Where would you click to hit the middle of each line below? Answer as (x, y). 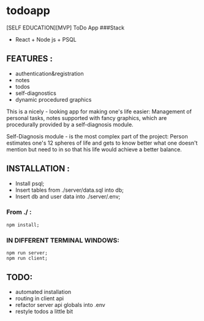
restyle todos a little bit (44, 311)
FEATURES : (30, 59)
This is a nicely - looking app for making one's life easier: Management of (99, 111)
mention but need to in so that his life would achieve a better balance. (94, 149)
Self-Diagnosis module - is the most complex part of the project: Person (97, 136)
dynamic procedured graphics (53, 99)
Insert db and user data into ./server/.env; (68, 196)
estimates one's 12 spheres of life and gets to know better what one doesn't (102, 143)
